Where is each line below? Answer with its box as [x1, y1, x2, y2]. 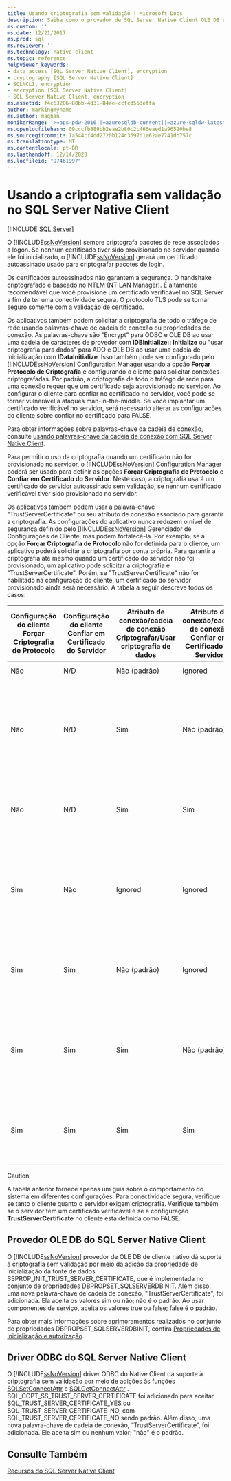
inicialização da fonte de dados [7, 1267, 96, 1276]
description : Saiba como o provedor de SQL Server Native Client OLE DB [7, 17, 220, 23]
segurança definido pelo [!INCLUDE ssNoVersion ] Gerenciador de [7, 525, 192, 533]
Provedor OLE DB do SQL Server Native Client [7, 1234, 206, 1246]
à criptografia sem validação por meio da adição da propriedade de [7, 1260, 198, 1268]
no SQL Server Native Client [7, 201, 170, 217]
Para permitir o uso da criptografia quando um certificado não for [7, 452, 192, 461]
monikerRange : [7, 119, 48, 126]
